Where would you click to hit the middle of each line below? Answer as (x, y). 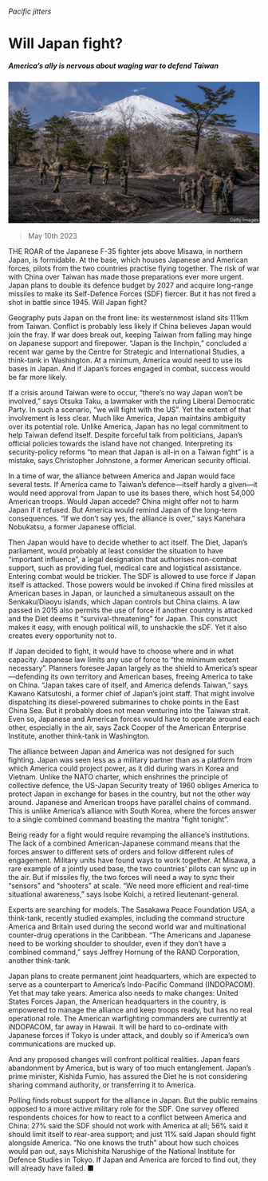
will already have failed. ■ (51, 1168)
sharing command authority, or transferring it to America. (102, 1085)
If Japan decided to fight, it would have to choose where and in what (121, 652)
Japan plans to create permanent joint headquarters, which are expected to (132, 976)
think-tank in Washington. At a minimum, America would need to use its (126, 360)
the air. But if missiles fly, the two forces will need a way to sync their (122, 878)
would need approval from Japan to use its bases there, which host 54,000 (132, 493)
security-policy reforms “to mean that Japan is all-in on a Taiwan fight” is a (131, 452)
